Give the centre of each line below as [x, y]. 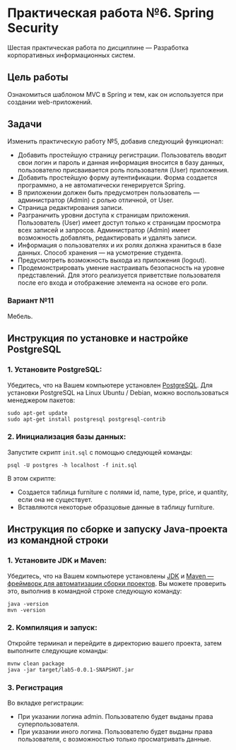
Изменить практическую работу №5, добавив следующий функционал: [116, 141]
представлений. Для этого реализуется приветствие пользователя [119, 275]
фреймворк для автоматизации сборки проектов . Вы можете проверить [117, 583]
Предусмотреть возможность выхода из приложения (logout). [112, 260]
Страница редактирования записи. [70, 207]
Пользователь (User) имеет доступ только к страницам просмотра [119, 222]
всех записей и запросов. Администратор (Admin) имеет [104, 230]
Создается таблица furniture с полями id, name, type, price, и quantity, [123, 492]
